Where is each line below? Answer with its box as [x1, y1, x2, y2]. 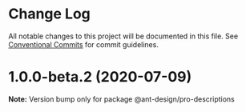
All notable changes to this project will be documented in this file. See [8, 31, 239, 41]
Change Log [8, 5, 91, 23]
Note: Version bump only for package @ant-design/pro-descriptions [8, 94, 235, 104]
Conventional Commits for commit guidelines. [8, 39, 159, 49]
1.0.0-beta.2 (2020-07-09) [8, 68, 192, 86]
